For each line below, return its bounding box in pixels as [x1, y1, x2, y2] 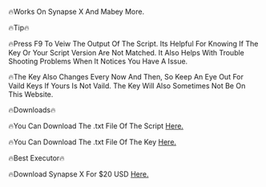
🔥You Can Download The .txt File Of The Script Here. [8, 121, 184, 131]
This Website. [8, 90, 54, 99]
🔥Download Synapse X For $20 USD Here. [8, 169, 149, 179]
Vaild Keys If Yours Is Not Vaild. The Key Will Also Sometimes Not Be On [8, 81, 246, 91]
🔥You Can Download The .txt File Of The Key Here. [8, 137, 177, 147]
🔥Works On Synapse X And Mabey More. [8, 7, 145, 16]
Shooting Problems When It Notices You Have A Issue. [8, 56, 188, 66]
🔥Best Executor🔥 [8, 153, 66, 163]
